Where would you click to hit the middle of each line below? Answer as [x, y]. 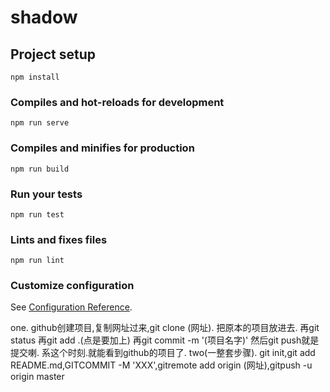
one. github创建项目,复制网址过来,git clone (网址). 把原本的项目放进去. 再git [165, 328]
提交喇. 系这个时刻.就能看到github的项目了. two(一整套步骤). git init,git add [163, 353]
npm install [35, 77]
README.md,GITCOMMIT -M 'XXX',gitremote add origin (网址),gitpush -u [161, 365]
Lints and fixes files [59, 239]
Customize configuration [72, 286]
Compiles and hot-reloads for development [117, 102]
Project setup [53, 54]
